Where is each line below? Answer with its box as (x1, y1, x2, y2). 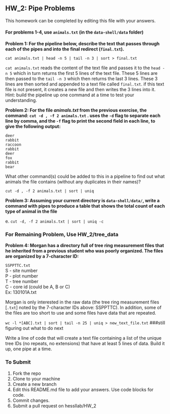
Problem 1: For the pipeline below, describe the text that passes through (5, 41, 160, 47)
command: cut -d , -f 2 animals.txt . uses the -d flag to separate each (5, 113, 161, 119)
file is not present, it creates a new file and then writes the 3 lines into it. (5, 87, 156, 93)
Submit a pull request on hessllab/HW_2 (12, 402, 96, 409)
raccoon (5, 142, 22, 147)
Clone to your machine (12, 375, 60, 381)
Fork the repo (12, 370, 42, 376)
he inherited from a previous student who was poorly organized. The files (5, 248, 163, 254)
